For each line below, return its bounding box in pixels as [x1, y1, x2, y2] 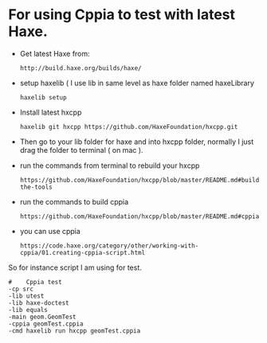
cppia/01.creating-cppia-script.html [19, 248, 146, 256]
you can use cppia [19, 226, 81, 236]
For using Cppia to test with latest [8, 6, 235, 24]
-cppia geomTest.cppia [8, 320, 84, 328]
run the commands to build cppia [19, 197, 129, 206]
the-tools [19, 183, 53, 191]
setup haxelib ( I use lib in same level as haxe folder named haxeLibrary [19, 78, 255, 88]
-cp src [8, 285, 34, 293]
